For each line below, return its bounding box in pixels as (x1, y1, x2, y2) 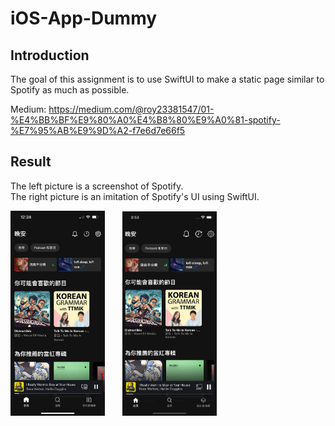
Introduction (10, 47, 90, 64)
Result (10, 153, 52, 171)
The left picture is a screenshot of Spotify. (10, 180, 184, 192)
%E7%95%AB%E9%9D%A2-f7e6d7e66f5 (10, 125, 186, 136)
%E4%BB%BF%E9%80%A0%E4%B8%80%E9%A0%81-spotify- (10, 114, 281, 126)
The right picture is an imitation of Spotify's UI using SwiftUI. (10, 190, 260, 202)
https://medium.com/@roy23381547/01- (48, 103, 215, 115)
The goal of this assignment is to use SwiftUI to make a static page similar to (10, 73, 325, 85)
